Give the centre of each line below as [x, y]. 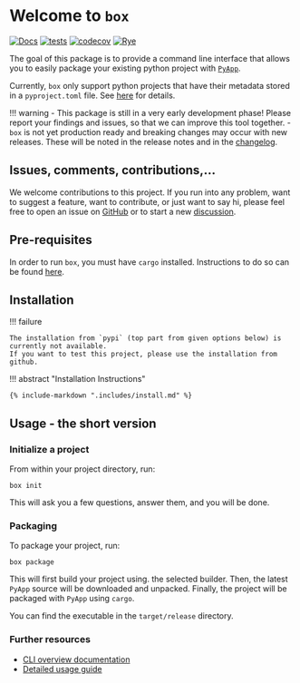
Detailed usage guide [62, 668]
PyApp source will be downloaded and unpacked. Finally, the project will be [148, 589]
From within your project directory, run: [82, 469]
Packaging [33, 525]
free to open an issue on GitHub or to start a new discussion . [123, 211]
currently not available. [58, 346]
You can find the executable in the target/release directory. [121, 616]
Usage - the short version [83, 423]
